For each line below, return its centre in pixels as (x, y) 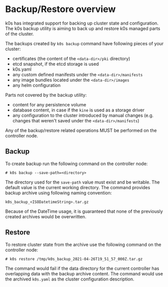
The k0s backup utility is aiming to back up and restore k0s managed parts (83, 28)
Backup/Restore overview (60, 9)
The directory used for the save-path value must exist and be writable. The (82, 182)
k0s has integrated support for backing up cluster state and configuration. (82, 23)
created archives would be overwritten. (46, 216)
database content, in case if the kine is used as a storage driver (78, 110)
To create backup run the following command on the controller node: (76, 164)
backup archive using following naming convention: (59, 193)
